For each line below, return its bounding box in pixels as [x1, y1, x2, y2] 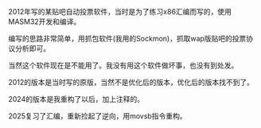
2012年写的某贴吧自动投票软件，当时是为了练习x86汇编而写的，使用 [8, 7, 232, 16]
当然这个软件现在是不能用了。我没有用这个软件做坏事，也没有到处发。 [8, 60, 239, 70]
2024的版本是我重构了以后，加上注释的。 [8, 95, 145, 103]
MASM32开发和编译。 [8, 17, 81, 26]
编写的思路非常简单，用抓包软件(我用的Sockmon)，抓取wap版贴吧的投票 [8, 34, 247, 43]
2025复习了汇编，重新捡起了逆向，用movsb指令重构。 [8, 111, 187, 121]
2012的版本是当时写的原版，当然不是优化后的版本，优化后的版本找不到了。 [8, 78, 255, 87]
